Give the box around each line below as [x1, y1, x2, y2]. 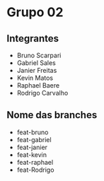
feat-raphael [16, 158, 54, 166]
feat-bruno [16, 128, 49, 136]
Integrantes [6, 33, 59, 45]
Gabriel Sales [16, 59, 56, 67]
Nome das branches [6, 109, 98, 121]
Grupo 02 [6, 4, 64, 21]
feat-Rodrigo [16, 165, 54, 174]
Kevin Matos [16, 74, 54, 82]
